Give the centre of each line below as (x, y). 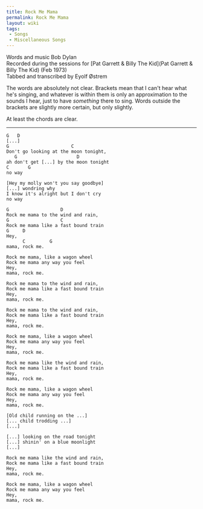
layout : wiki (23, 23)
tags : (13, 29)
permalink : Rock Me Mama (37, 18)
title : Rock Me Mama (32, 12)
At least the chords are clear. (42, 119)
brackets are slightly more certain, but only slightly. (70, 107)
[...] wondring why (31, 188)
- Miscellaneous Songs (37, 40)
